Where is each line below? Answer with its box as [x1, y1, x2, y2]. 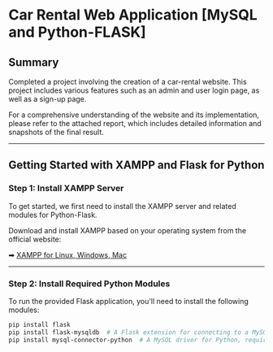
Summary [8, 55, 59, 69]
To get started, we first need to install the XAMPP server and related [8, 201, 237, 211]
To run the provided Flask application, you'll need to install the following [8, 296, 249, 306]
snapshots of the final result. [8, 128, 104, 137]
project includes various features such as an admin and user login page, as [8, 85, 260, 95]
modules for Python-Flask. [8, 210, 97, 219]
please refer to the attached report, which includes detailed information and [8, 119, 262, 128]
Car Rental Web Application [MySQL [8, 6, 258, 24]
